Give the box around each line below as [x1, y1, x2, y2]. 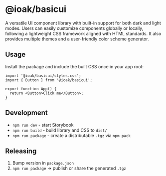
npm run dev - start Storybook [12, 122, 74, 128]
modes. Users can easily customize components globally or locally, [5, 25, 144, 31]
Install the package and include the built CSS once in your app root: [5, 63, 144, 69]
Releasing [5, 147, 37, 155]
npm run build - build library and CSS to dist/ [12, 127, 107, 133]
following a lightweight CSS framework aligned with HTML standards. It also [5, 30, 162, 36]
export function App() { [5, 86, 57, 91]
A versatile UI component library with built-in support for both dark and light [5, 20, 161, 26]
